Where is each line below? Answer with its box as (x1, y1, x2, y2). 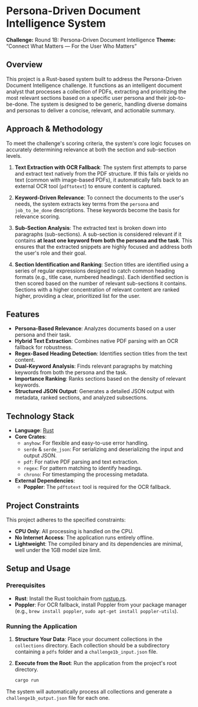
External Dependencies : (14, 477, 76, 484)
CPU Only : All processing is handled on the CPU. (14, 528, 134, 534)
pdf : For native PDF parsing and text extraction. (23, 458, 139, 465)
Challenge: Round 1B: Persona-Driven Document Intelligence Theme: (6, 36, 176, 43)
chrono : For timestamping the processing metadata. (23, 471, 149, 478)
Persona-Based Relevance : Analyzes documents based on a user (14, 325, 176, 332)
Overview (6, 60, 43, 70)
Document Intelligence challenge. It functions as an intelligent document (6, 82, 182, 89)
